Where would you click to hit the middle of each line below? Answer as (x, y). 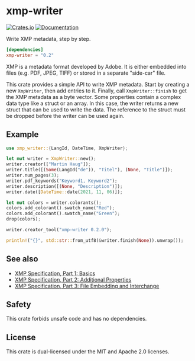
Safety (19, 304)
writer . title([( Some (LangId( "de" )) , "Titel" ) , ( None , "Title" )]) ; (90, 170)
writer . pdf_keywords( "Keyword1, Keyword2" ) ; (62, 181)
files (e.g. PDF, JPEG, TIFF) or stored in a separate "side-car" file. (86, 73)
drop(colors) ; (24, 219)
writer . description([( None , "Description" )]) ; (64, 186)
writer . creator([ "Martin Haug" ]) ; (49, 164)
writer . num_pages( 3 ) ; (33, 175)
